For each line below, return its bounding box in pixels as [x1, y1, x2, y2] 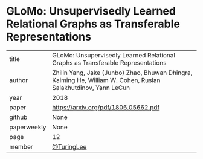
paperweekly [9, 123, 47, 131]
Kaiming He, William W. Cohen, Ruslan [52, 76, 161, 84]
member [9, 142, 33, 151]
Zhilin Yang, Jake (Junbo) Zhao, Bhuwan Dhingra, [52, 68, 193, 77]
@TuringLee [52, 142, 87, 151]
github [9, 113, 28, 122]
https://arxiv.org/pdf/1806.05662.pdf [52, 103, 160, 111]
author [9, 76, 28, 84]
